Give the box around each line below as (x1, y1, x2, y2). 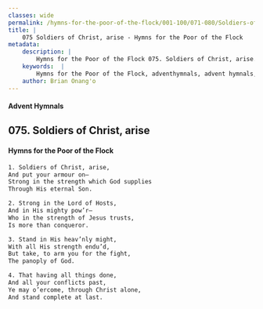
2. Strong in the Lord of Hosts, (8, 199, 117, 208)
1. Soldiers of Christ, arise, (8, 163, 110, 171)
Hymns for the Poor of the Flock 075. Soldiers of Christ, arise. (36, 56, 258, 64)
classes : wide (8, 11, 55, 20)
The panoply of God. (8, 257, 76, 265)
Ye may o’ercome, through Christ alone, (8, 285, 142, 294)
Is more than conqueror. (8, 221, 89, 229)
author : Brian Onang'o (22, 77, 96, 85)
